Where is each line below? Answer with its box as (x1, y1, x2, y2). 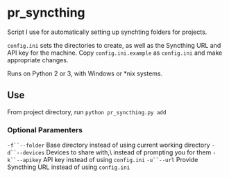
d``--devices (7, 150, 45, 157)
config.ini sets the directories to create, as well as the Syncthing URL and (7, 41, 221, 49)
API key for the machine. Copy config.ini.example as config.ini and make (7, 48, 223, 57)
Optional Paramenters (7, 125, 83, 134)
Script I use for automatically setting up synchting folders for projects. (7, 28, 207, 36)
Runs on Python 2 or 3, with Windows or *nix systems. (7, 69, 163, 78)
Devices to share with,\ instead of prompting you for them (46, 148, 212, 157)
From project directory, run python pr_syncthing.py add (7, 107, 167, 116)
